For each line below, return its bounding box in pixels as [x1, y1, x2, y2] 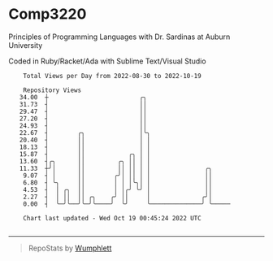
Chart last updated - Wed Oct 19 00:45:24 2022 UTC [23, 214, 201, 222]
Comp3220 [8, 5, 87, 24]
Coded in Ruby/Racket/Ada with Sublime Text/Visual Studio [8, 56, 206, 66]
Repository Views [23, 86, 82, 94]
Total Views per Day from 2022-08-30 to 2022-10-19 [23, 72, 201, 80]
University [8, 40, 43, 50]
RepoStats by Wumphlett [28, 243, 112, 253]
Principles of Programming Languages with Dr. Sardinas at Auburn [8, 32, 231, 41]
